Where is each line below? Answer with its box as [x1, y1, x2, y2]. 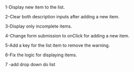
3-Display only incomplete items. [5, 23, 72, 29]
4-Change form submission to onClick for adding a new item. [5, 33, 130, 38]
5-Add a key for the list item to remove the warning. [5, 42, 110, 48]
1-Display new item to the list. [5, 4, 65, 10]
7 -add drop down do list [5, 62, 55, 67]
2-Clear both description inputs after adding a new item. [5, 14, 120, 19]
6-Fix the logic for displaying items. [5, 52, 78, 58]
